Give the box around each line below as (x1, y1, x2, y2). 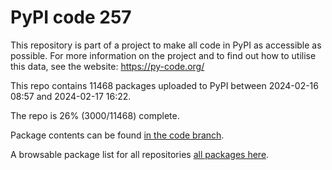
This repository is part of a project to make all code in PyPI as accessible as (10, 39, 322, 51)
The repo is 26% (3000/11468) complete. (10, 109, 180, 121)
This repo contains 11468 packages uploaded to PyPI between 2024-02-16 (10, 79, 319, 91)
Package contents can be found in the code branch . (10, 129, 225, 141)
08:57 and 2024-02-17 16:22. (10, 90, 132, 102)
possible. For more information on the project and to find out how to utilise (10, 49, 317, 61)
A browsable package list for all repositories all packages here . (10, 148, 270, 160)
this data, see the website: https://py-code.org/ (10, 60, 205, 72)
